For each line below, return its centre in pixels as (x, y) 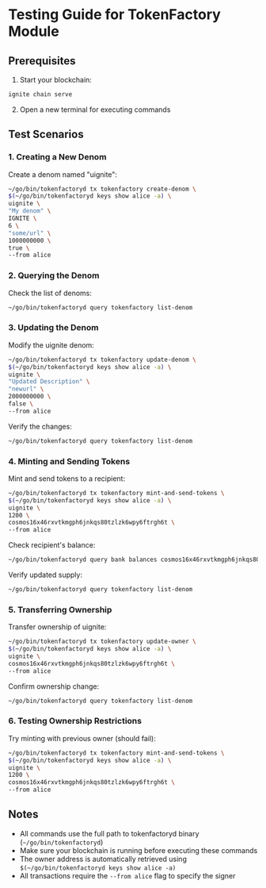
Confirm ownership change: (54, 686)
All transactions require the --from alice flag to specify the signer (127, 875)
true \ (19, 248)
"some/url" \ (30, 233)
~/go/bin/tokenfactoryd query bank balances (83, 560)
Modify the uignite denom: (51, 345)
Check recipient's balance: (52, 545)
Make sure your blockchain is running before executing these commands (139, 850)
